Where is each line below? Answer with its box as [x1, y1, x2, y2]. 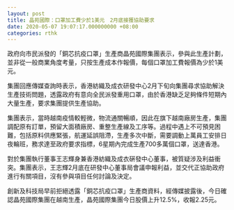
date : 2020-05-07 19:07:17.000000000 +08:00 [7, 23, 139, 30]
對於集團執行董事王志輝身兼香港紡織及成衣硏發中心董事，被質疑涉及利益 [7, 154, 214, 163]
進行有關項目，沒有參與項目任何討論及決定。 [7, 172, 136, 181]
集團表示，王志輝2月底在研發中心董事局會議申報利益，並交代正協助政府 [19, 163, 225, 172]
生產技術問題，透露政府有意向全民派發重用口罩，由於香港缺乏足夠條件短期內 [7, 90, 227, 99]
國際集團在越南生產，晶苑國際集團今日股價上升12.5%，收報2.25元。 [25, 195, 221, 204]
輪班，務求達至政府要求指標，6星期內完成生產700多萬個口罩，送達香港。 [13, 140, 224, 148]
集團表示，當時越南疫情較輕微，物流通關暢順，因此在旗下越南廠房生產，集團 [7, 114, 227, 122]
